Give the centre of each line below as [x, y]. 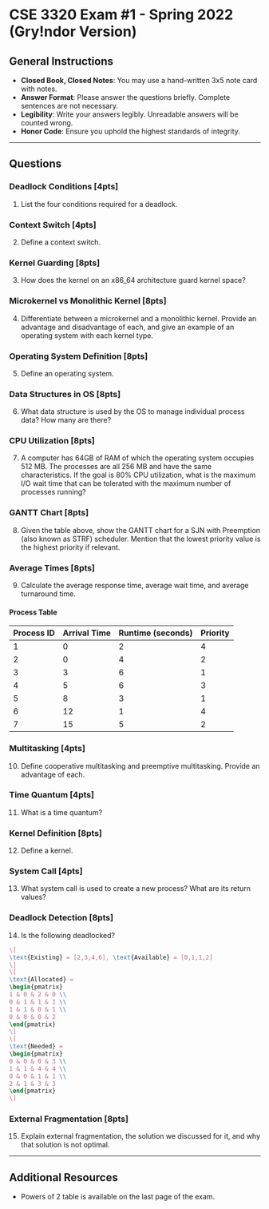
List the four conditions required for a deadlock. [99, 204]
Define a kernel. [47, 851]
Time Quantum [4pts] [52, 795]
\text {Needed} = [36, 1047]
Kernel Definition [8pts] [55, 833]
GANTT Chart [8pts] [49, 513]
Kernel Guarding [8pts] [55, 263]
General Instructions [61, 61]
